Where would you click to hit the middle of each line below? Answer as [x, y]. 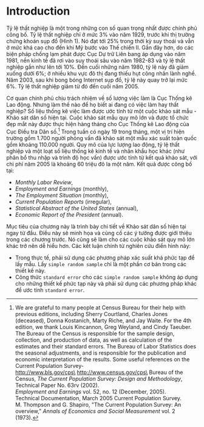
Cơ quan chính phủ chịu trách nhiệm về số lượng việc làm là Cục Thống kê [99, 98]
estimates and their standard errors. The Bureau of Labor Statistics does [105, 346]
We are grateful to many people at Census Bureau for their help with [100, 307]
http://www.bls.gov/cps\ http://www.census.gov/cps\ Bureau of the [99, 372]
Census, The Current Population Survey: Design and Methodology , [99, 378]
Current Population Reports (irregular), [63, 202]
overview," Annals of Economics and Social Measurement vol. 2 [95, 411]
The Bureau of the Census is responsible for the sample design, [95, 333]
